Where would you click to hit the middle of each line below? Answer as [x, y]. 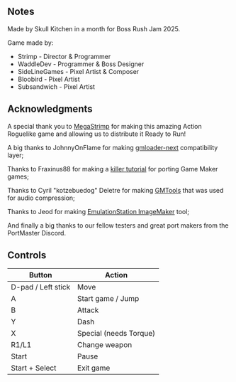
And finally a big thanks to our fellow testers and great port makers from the [118, 225]
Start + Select [34, 368]
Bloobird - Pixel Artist [49, 79]
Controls [27, 255]
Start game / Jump [108, 299]
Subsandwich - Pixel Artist [56, 86]
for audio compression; [41, 198]
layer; [16, 155]
